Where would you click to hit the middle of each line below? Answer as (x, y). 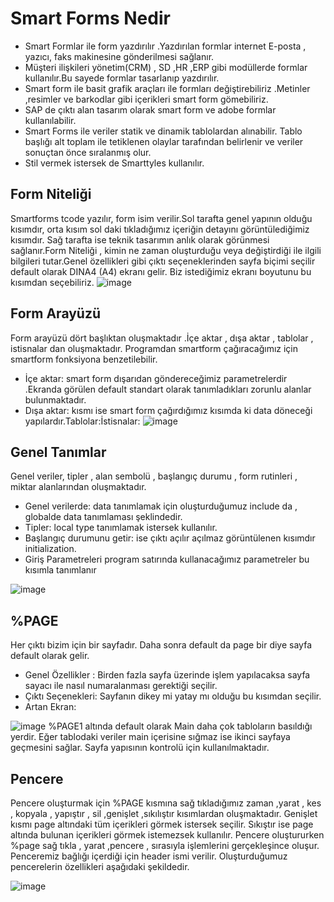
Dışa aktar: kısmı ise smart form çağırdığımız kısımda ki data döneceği (168, 410)
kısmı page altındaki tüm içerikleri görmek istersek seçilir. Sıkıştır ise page (162, 824)
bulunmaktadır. (55, 399)
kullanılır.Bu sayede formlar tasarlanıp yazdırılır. (122, 78)
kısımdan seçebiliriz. (52, 282)
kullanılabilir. (50, 120)
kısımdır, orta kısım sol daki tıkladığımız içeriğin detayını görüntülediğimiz (160, 229)
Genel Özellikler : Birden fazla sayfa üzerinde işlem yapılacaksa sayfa (167, 675)
